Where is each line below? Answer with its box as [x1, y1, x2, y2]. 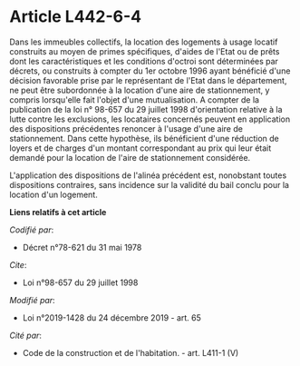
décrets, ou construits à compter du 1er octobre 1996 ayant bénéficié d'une [9, 65, 291, 76]
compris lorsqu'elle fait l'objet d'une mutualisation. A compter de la [9, 94, 260, 105]
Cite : [9, 259, 27, 270]
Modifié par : [9, 294, 56, 305]
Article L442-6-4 [9, 6, 142, 27]
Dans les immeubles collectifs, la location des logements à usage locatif [9, 36, 278, 47]
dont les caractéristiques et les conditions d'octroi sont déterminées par [9, 55, 279, 66]
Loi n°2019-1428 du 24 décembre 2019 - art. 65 [22, 312, 202, 323]
